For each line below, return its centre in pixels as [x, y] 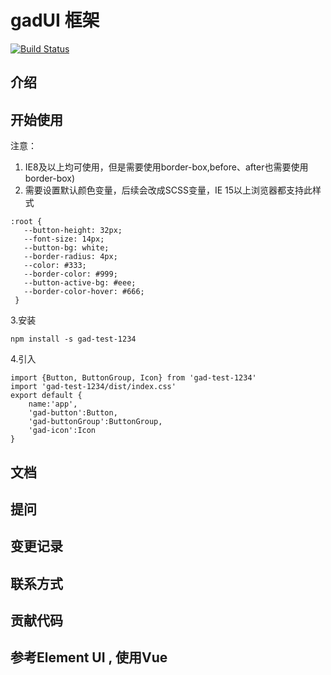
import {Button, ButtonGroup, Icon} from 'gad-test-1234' [133, 378]
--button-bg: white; [66, 248]
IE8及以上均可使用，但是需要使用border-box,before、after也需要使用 [166, 167]
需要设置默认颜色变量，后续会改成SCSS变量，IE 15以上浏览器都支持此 [168, 190]
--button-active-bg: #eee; [80, 283]
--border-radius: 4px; [70, 257]
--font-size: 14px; [64, 239]
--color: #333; [55, 266]
